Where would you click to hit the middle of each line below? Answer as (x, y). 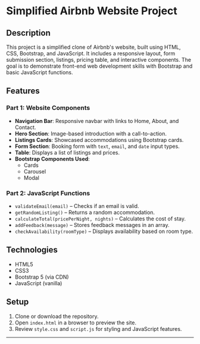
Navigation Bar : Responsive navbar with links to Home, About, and (97, 121)
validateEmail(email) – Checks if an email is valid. (77, 206)
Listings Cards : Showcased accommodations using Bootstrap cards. (99, 140)
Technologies (32, 250)
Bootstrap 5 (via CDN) (42, 277)
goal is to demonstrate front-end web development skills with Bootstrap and (99, 66)
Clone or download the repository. (57, 316)
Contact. (25, 127)
